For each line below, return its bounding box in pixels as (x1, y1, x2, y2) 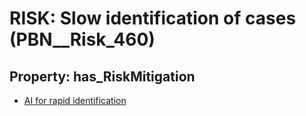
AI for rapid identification (23, 95, 127, 106)
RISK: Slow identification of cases (9, 7, 297, 30)
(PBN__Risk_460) (9, 28, 156, 51)
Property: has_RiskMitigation (9, 68, 196, 85)
